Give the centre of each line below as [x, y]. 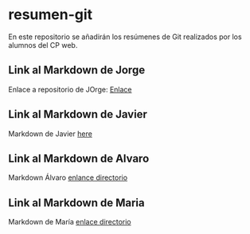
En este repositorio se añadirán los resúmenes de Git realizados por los [125, 37]
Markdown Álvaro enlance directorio [68, 177]
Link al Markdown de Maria [76, 203]
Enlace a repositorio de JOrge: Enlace [70, 89]
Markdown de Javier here [51, 134]
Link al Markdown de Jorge [77, 70]
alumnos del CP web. [43, 45]
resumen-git [51, 15]
